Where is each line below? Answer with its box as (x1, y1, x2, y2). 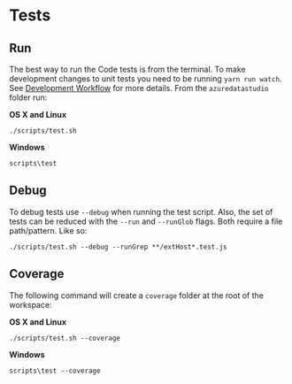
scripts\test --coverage (9, 366, 101, 375)
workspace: (9, 299, 52, 310)
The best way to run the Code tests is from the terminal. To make (9, 64, 246, 74)
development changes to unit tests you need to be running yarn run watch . (9, 73, 282, 84)
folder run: (9, 92, 48, 103)
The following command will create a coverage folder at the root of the (9, 289, 264, 301)
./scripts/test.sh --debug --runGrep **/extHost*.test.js (9, 242, 227, 251)
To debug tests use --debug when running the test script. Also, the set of (9, 206, 273, 217)
